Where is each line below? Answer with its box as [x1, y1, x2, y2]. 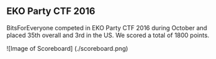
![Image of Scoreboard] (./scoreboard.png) [6, 44, 128, 52]
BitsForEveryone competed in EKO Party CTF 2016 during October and [6, 23, 208, 32]
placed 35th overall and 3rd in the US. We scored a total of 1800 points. [6, 31, 210, 39]
